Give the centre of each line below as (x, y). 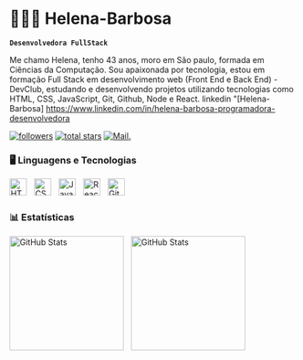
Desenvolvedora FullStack (58, 43)
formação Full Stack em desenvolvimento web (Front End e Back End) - (144, 79)
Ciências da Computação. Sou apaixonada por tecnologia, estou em (137, 69)
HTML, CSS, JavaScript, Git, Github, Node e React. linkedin (120, 99)
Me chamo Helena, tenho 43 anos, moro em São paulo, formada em (137, 59)
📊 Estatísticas (42, 217)
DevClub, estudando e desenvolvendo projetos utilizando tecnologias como (151, 89)
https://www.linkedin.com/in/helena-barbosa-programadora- (160, 108)
